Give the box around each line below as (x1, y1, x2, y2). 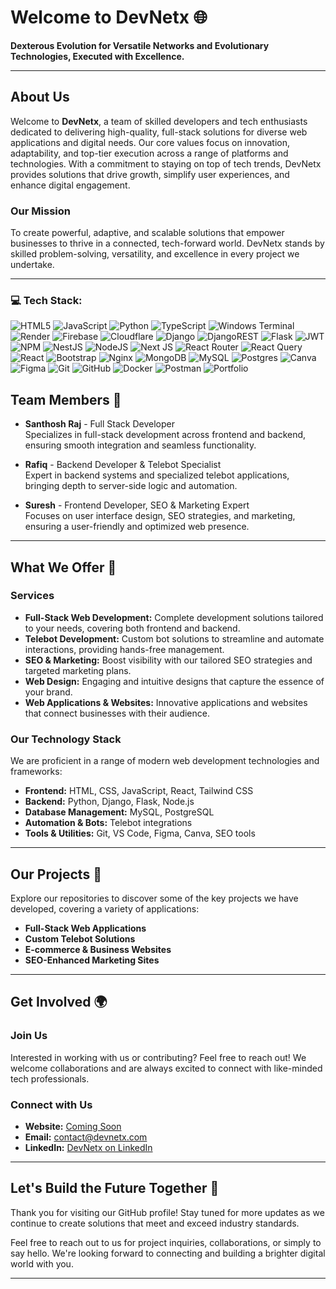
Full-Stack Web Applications (24, 922, 147, 934)
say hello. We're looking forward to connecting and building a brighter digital (10, 1247, 326, 1259)
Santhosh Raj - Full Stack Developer (24, 418, 175, 430)
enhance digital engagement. (10, 179, 131, 191)
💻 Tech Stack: (10, 293, 83, 307)
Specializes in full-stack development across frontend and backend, (24, 429, 307, 441)
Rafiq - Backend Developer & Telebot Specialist (24, 459, 222, 471)
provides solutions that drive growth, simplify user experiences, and (10, 168, 290, 180)
